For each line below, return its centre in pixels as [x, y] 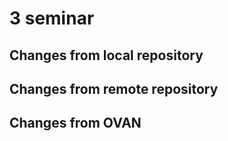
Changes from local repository [106, 55]
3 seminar [52, 18]
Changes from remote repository [114, 88]
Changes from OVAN [75, 123]
